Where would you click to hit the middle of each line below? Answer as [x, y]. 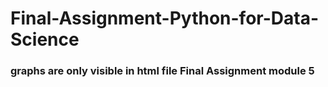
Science [45, 39]
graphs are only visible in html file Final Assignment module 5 [162, 71]
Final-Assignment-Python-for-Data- [165, 18]
